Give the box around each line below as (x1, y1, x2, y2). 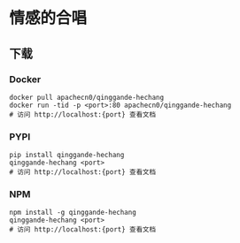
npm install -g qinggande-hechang (9, 209, 137, 217)
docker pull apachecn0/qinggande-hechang (9, 93, 165, 102)
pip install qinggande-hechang (9, 151, 125, 160)
